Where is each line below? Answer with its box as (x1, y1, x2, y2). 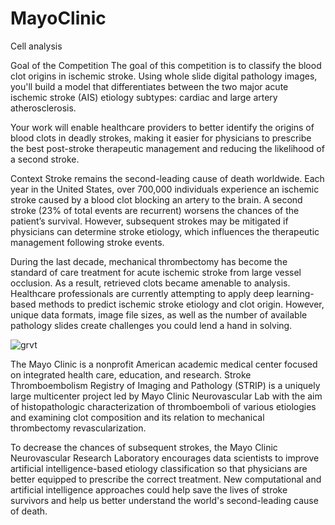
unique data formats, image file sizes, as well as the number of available (10, 308, 308, 321)
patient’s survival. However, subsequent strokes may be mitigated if (10, 215, 289, 227)
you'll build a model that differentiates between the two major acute (10, 80, 289, 92)
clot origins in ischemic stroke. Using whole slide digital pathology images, (10, 70, 318, 82)
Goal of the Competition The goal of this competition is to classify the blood (10, 59, 322, 71)
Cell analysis (10, 40, 63, 52)
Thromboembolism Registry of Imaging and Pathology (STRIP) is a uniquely (10, 379, 321, 391)
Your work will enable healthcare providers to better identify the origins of (10, 121, 315, 133)
